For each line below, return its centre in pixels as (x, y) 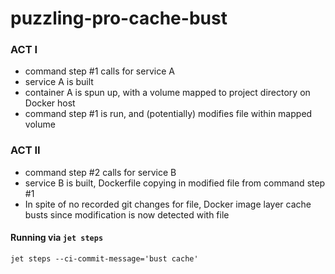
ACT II (25, 150)
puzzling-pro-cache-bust (119, 18)
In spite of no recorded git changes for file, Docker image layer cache (168, 204)
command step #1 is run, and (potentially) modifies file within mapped (168, 114)
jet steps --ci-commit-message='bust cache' (104, 258)
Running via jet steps (57, 238)
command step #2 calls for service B (100, 172)
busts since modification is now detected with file (127, 214)
